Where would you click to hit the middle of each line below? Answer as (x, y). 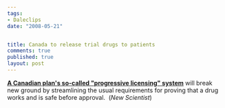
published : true (30, 57)
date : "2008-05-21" (35, 26)
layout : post (26, 64)
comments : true (29, 51)
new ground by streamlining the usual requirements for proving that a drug (113, 90)
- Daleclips (24, 20)
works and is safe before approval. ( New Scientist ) (80, 97)
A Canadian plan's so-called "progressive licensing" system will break (110, 83)
